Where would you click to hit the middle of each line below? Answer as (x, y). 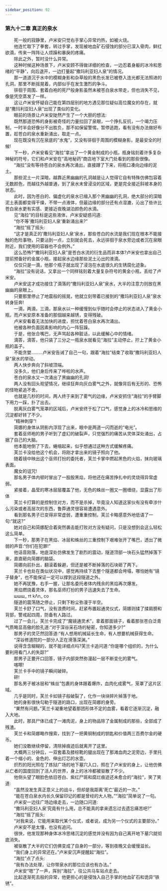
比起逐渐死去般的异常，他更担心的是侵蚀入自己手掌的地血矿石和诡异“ (84, 877)
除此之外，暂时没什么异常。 (42, 58)
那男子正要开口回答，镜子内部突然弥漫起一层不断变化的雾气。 (77, 658)
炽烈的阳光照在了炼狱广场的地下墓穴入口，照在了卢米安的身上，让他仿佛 (88, 765)
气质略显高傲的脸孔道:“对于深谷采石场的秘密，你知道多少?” (65, 627)
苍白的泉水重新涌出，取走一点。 (51, 133)
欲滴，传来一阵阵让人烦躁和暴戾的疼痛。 (46, 52)
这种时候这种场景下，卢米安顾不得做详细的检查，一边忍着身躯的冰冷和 (85, 65)
